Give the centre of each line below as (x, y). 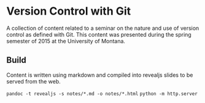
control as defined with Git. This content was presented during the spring (99, 34)
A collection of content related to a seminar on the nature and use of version (103, 28)
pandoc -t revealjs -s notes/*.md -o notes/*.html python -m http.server (102, 94)
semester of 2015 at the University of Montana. (66, 41)
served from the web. (34, 81)
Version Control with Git (69, 11)
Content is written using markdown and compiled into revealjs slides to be (100, 75)
